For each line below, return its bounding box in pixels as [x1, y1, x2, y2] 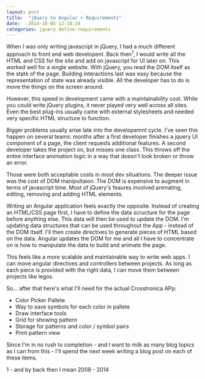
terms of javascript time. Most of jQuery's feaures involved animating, [6, 183, 182, 191]
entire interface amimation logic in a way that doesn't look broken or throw [6, 152, 194, 159]
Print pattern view [15, 329, 61, 336]
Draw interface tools [15, 309, 67, 316]
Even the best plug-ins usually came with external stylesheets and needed [6, 108, 195, 115]
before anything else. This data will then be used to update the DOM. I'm [6, 215, 190, 223]
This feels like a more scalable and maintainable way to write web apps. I [6, 253, 190, 261]
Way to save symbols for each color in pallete [15, 303, 130, 310]
